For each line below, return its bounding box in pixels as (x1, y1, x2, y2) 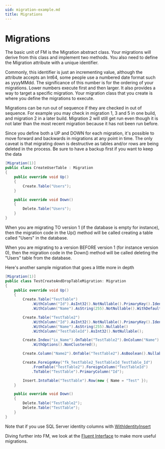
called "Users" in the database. (5, 235, 68, 241)
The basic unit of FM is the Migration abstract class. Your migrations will (5, 49, 151, 55)
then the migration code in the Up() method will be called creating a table (5, 230, 153, 236)
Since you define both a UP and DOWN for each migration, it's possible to (5, 130, 155, 136)
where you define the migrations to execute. (5, 96, 95, 102)
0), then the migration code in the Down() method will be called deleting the (5, 249, 158, 255)
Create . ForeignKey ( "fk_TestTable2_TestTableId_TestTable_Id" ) (23, 360, 153, 365)
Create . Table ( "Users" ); (23, 183, 71, 189)
